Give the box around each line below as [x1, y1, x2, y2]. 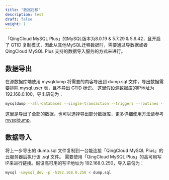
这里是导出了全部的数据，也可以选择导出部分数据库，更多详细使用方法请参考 [5, 111, 164, 117]
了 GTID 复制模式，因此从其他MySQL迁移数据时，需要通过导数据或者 [5, 42, 148, 48]
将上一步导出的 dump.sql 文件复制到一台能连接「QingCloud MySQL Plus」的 [5, 147, 163, 153]
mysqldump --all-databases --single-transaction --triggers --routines [5, 101, 158, 106]
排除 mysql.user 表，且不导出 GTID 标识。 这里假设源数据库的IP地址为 [9, 85, 154, 91]
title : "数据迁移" [5, 7, 41, 13]
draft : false [5, 17, 33, 22]
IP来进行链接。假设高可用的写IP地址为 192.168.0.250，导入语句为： [5, 160, 144, 166]
